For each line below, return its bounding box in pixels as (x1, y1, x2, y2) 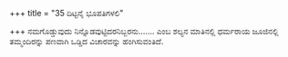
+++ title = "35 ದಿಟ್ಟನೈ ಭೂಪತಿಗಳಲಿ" (9, 8, 124, 18)
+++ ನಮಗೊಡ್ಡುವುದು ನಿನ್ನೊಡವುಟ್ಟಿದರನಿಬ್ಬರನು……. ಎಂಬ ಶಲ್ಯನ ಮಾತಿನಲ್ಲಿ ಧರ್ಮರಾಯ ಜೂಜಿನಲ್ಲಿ (9, 26, 280, 36)
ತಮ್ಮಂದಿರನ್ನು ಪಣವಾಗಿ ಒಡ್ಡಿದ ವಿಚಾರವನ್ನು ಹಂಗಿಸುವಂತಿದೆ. (9, 36, 164, 46)
